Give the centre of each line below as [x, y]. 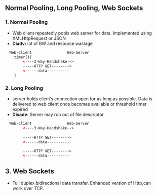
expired [20, 109]
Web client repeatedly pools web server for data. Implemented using [82, 33]
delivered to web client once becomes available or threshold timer [79, 104]
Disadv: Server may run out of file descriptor [58, 115]
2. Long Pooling [24, 88]
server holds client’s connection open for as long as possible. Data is [82, 99]
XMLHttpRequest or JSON [39, 38]
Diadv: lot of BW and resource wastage [52, 43]
